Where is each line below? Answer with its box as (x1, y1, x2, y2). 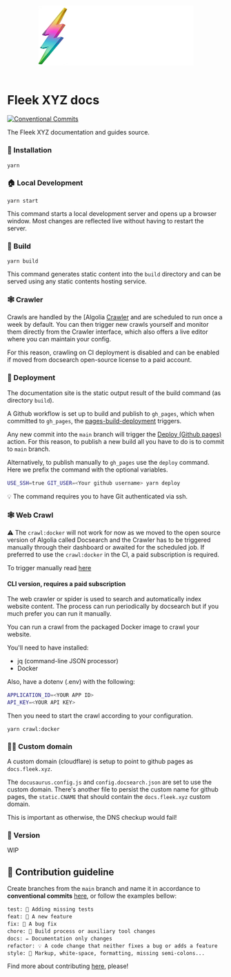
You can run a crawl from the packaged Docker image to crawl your (7, 623, 200, 632)
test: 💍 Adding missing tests (7, 906, 94, 913)
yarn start (7, 197, 39, 204)
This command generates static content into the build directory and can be (7, 270, 221, 279)
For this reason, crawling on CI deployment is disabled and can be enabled (7, 348, 219, 356)
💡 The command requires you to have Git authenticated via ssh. (7, 492, 188, 501)
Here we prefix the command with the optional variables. (7, 465, 168, 474)
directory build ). (7, 396, 54, 404)
